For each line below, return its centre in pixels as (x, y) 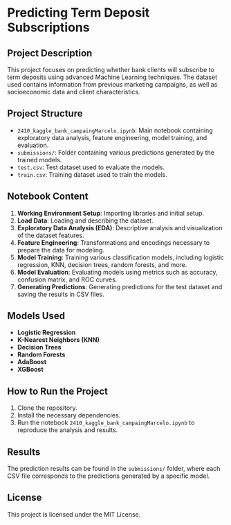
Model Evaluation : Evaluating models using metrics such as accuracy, (117, 272)
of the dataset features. (50, 235)
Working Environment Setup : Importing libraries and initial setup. (111, 213)
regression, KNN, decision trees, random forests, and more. (102, 264)
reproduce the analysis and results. (67, 430)
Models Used (36, 316)
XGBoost (30, 370)
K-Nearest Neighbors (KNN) (58, 340)
